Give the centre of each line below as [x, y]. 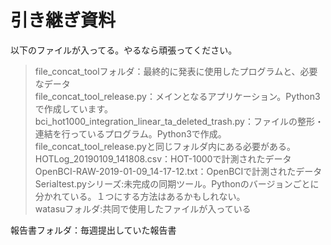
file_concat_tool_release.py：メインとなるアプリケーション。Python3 [177, 96]
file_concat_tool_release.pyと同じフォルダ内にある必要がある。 [165, 146]
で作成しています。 [73, 108]
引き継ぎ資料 [63, 20]
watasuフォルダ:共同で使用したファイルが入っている [143, 208]
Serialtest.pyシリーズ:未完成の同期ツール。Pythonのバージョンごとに [177, 183]
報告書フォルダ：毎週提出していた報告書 [93, 230]
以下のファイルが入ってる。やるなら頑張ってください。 [124, 50]
